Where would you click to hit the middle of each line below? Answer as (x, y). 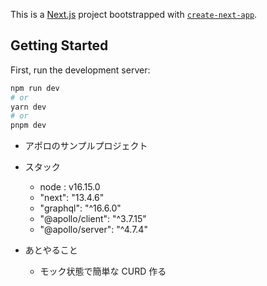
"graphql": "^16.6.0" (80, 208)
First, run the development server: (80, 70)
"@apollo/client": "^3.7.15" (93, 219)
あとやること (51, 250)
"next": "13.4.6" (72, 198)
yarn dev (28, 107)
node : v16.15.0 (70, 187)
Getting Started (59, 45)
